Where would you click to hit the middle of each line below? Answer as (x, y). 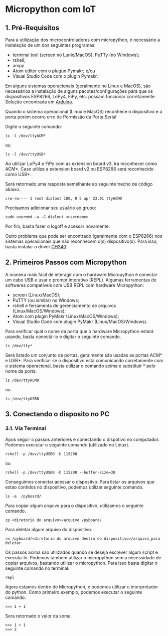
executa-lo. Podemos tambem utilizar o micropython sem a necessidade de (83, 557)
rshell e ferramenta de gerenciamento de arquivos (64, 305)
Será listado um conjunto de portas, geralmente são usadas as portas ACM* (84, 355)
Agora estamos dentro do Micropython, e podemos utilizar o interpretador (82, 587)
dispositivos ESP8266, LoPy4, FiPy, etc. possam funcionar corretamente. (81, 97)
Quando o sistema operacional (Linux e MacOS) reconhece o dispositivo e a (84, 112)
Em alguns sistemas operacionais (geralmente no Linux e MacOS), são (78, 86)
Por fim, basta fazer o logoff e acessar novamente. (58, 226)
